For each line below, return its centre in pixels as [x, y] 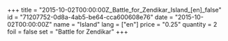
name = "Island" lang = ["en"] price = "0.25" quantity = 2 [135, 24]
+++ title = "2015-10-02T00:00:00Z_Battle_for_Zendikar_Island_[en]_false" [114, 10]
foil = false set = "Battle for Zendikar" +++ [68, 31]
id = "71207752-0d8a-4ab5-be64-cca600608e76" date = [90, 17]
